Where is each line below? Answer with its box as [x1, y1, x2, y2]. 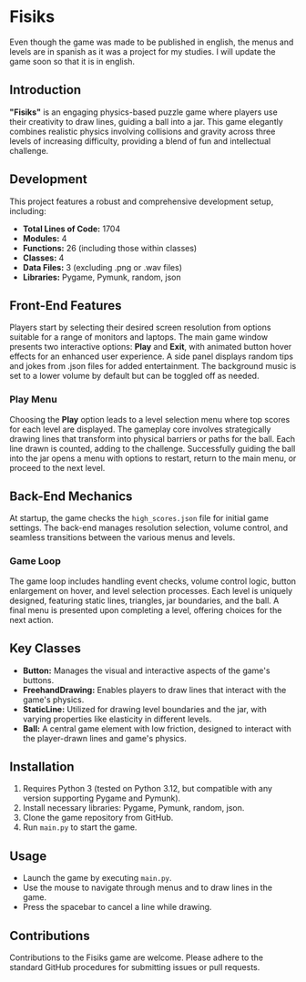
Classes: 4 [22, 252, 65, 263]
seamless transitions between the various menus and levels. [9, 532, 236, 543]
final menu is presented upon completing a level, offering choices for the [9, 604, 282, 616]
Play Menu [9, 394, 57, 406]
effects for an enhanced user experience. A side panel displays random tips [9, 351, 294, 362]
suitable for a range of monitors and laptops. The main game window [9, 332, 269, 343]
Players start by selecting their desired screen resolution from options [9, 322, 271, 333]
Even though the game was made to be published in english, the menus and [9, 36, 294, 47]
